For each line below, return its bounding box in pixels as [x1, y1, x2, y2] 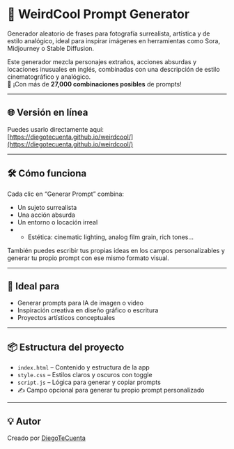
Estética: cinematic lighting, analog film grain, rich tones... [27, 233, 194, 241]
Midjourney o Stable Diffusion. [7, 44, 95, 52]
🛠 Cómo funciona [7, 167, 87, 180]
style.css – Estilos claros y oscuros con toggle [17, 371, 153, 379]
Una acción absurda [17, 211, 75, 219]
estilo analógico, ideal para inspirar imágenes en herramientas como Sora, [7, 36, 221, 45]
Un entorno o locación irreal [17, 218, 98, 226]
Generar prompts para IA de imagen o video [17, 299, 144, 307]
